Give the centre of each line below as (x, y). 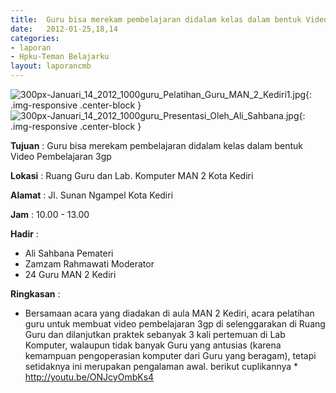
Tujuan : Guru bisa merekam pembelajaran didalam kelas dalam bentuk (157, 145)
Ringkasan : (35, 294)
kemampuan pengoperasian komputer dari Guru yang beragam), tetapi (170, 355)
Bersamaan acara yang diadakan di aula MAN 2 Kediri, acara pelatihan (169, 313)
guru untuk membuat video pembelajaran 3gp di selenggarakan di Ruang (175, 324)
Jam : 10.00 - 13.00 (50, 214)
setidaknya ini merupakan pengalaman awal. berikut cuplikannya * (161, 366)
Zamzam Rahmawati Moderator (89, 264)
